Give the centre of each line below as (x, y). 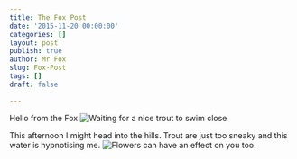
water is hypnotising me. (55, 145)
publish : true (36, 51)
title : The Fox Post (48, 18)
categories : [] (38, 34)
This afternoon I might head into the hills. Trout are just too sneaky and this (148, 135)
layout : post (34, 43)
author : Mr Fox (38, 59)
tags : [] (26, 76)
